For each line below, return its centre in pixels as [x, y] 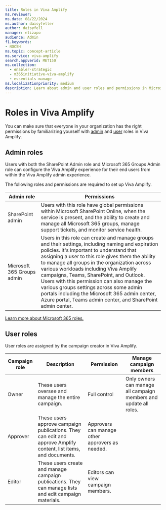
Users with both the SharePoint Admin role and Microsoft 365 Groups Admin [83, 165]
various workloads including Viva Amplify [89, 269]
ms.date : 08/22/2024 [26, 19]
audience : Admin [22, 38]
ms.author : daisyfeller [30, 24]
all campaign [141, 391]
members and [142, 397]
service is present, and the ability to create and [95, 218]
